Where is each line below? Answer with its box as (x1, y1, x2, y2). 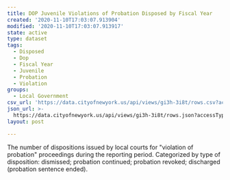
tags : (7, 42, 23, 49)
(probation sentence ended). (7, 165, 88, 173)
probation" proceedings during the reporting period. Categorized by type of (7, 150, 221, 158)
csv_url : (7, 99, 32, 106)
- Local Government (13, 93, 69, 100)
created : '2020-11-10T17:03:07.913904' (7, 16, 121, 23)
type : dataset (7, 36, 48, 42)
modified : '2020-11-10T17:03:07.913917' (7, 23, 125, 29)
